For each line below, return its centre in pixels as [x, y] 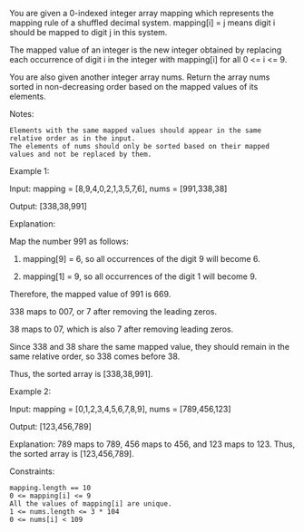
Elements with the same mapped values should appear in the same [135, 131]
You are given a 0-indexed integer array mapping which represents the [142, 13]
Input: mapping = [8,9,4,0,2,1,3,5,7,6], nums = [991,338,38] [118, 189]
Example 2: [30, 392]
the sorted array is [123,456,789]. [72, 454]
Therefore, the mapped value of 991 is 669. [90, 294]
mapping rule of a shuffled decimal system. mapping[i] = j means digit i [142, 23]
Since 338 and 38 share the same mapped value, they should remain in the [150, 347]
